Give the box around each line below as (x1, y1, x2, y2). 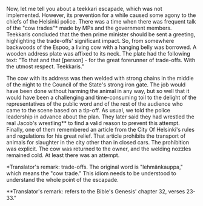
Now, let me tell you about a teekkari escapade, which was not (6, 5, 162, 12)
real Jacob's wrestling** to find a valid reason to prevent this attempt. (6, 120, 180, 126)
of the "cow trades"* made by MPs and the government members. (6, 24, 172, 31)
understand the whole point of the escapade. (6, 176, 119, 183)
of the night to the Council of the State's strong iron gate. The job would (6, 81, 186, 88)
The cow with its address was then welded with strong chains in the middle (6, 75, 194, 82)
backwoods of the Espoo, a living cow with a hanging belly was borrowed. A (6, 43, 197, 51)
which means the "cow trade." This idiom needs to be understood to (6, 170, 177, 177)
